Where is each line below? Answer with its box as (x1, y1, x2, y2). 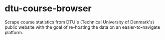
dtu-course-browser (4, 3, 92, 14)
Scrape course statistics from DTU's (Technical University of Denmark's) (4, 19, 155, 25)
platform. (4, 29, 23, 35)
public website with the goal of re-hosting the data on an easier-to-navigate (4, 24, 161, 30)
